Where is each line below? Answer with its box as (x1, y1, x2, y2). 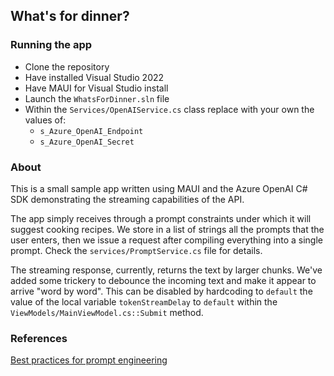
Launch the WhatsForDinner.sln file (24, 92, 170, 104)
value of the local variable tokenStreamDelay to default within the (10, 295, 278, 308)
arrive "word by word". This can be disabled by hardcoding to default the (10, 285, 313, 297)
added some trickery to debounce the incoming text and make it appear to (10, 274, 317, 286)
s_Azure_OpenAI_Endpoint (39, 126, 144, 136)
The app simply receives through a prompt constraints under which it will (10, 212, 312, 224)
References (10, 331, 68, 345)
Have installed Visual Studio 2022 (24, 71, 165, 83)
